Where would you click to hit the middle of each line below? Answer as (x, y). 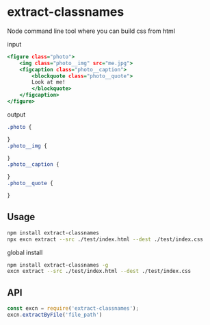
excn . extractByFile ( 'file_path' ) (55, 315)
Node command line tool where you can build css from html (91, 31)
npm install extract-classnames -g (58, 265)
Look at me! (49, 82)
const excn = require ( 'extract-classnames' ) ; (73, 309)
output (16, 115)
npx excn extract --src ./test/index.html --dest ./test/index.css (105, 239)
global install (25, 252)
